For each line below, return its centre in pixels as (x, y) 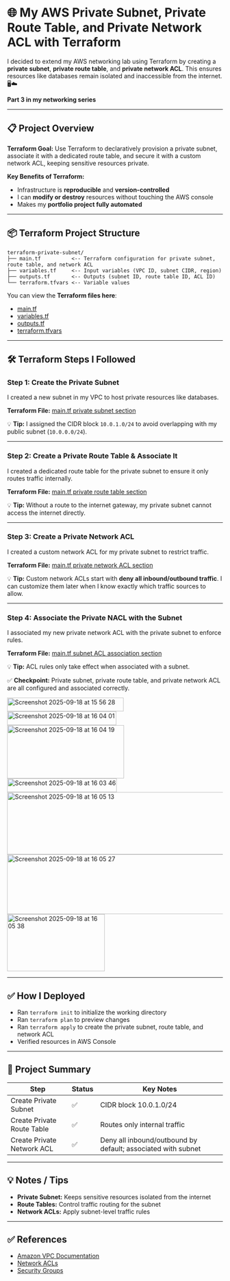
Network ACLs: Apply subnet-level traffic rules (84, 1212)
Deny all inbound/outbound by (149, 1140)
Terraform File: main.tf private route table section (77, 491)
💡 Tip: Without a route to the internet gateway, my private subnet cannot (110, 505)
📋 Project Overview (51, 129)
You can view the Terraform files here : (62, 295)
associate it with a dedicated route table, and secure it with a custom (104, 155)
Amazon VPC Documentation (58, 1256)
